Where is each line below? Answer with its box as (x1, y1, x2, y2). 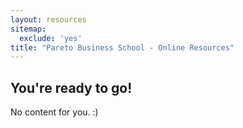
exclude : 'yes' (19, 33, 83, 43)
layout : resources (10, 14, 87, 25)
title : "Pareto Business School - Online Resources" (10, 42, 235, 53)
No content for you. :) (10, 106, 99, 118)
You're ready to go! (10, 79, 133, 96)
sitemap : (10, 24, 47, 34)
